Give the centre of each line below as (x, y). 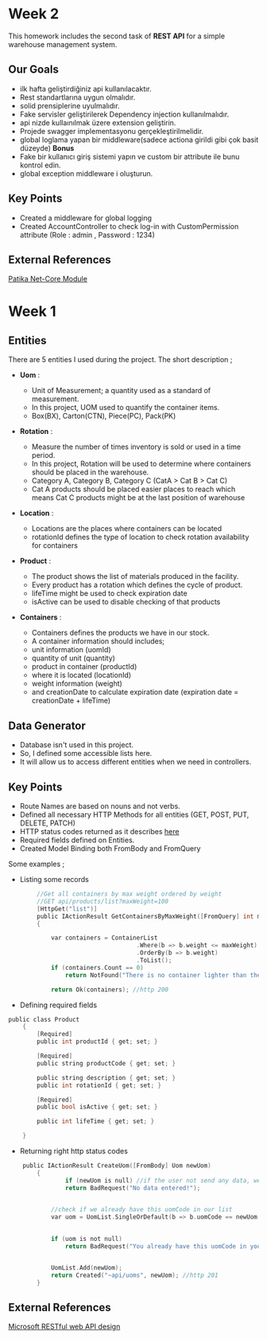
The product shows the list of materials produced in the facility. (135, 577)
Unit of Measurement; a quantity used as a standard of (121, 391)
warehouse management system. (63, 44)
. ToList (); (154, 960)
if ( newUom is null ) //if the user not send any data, (157, 1180)
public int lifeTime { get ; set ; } (96, 1121)
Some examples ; (37, 864)
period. (43, 455)
